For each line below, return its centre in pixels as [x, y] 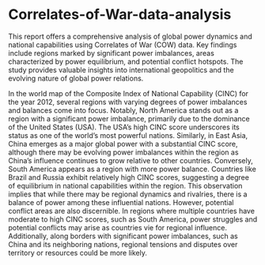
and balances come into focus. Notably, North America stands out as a [123, 110]
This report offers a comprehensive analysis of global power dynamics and [131, 36]
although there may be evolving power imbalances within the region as [123, 152]
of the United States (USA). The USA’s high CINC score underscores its [124, 127]
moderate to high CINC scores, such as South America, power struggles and [133, 219]
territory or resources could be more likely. [78, 252]
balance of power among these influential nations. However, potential [121, 202]
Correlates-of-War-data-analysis [120, 15]
